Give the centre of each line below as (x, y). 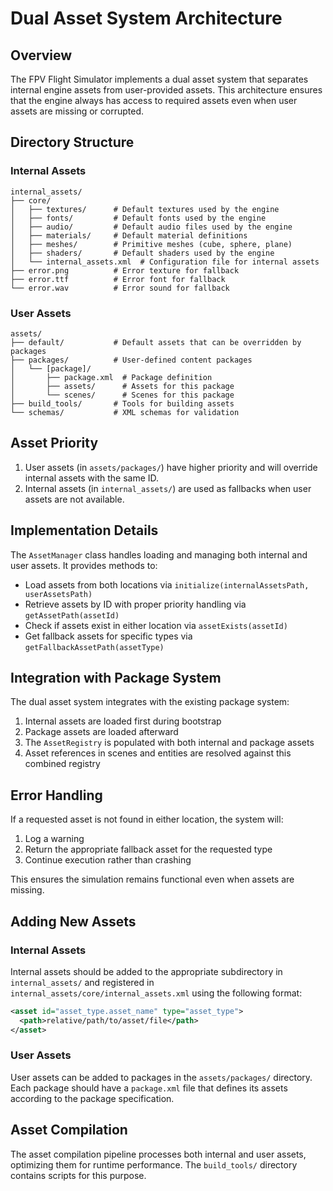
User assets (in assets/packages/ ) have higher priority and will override (171, 467)
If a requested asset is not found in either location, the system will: (147, 819)
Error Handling (56, 795)
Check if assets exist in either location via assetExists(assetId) (156, 625)
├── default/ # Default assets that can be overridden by (156, 342)
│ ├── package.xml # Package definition (111, 377)
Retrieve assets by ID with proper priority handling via (135, 604)
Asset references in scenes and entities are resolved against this (158, 753)
